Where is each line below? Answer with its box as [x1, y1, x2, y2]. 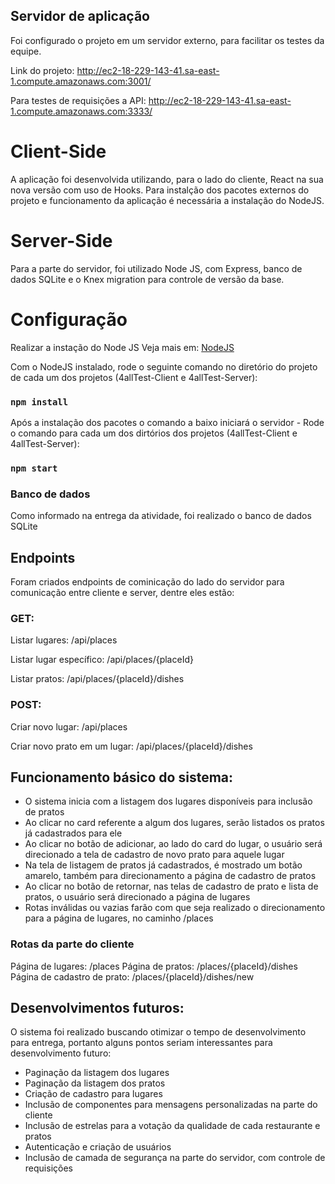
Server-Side [10, 229, 113, 252]
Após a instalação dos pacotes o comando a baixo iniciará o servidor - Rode [10, 416, 325, 428]
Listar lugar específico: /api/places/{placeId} [10, 654, 194, 666]
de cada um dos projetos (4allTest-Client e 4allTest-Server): [10, 371, 258, 383]
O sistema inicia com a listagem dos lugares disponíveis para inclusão [24, 795, 313, 808]
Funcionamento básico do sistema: [10, 769, 234, 786]
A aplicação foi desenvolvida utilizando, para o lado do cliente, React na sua [10, 173, 324, 185]
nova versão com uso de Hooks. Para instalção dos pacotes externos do [10, 184, 310, 196]
